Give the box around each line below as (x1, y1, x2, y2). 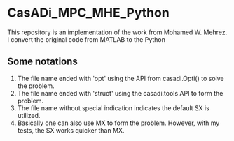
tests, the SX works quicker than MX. (17, 126, 125, 134)
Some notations (7, 56, 78, 68)
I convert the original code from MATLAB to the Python (7, 35, 166, 43)
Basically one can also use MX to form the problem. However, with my (17, 119, 220, 127)
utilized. (17, 111, 41, 119)
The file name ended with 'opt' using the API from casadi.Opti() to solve (17, 74, 224, 82)
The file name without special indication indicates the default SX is (17, 103, 210, 112)
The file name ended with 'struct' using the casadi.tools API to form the (17, 89, 223, 97)
